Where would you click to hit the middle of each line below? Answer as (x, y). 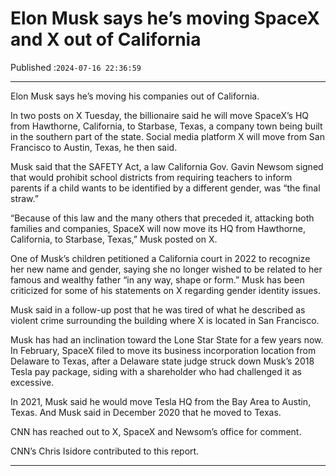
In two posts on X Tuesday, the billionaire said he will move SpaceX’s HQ (159, 115)
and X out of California (106, 39)
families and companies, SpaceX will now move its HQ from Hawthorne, (158, 228)
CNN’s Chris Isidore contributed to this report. (105, 451)
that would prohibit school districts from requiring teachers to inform (151, 177)
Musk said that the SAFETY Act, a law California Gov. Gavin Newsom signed (167, 166)
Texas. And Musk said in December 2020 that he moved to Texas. (146, 412)
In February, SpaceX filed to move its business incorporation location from (163, 350)
